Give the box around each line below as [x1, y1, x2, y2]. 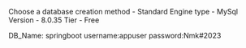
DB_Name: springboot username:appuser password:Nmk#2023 [8, 31, 222, 40]
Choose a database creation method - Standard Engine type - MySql [8, 7, 238, 16]
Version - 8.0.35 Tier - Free [8, 15, 100, 25]
